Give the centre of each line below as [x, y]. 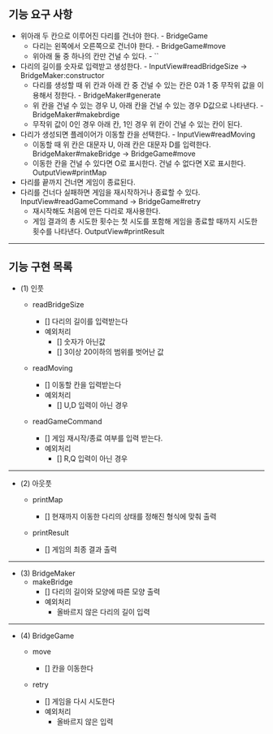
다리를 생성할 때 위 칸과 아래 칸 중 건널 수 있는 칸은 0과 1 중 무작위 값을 [144, 85]
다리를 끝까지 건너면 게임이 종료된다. [78, 182]
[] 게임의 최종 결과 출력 [81, 549]
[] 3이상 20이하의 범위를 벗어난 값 [110, 351]
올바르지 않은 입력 [85, 721]
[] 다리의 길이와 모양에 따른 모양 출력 [102, 591]
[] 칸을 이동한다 [69, 668]
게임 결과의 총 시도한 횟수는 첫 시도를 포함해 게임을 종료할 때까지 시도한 [145, 221]
